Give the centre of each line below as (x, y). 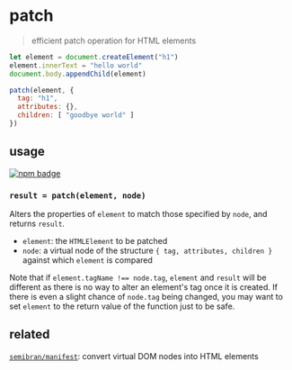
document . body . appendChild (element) (78, 74)
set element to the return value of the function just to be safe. (122, 306)
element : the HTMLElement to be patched (95, 241)
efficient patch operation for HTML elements (114, 41)
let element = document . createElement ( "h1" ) (94, 57)
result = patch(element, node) (78, 195)
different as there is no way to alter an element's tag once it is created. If (144, 287)
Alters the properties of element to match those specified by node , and (138, 214)
